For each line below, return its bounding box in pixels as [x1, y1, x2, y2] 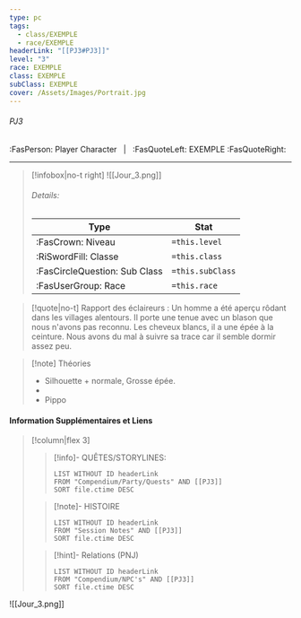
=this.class [171, 251, 222, 261]
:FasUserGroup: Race [35, 279, 126, 292]
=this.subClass [171, 265, 236, 276]
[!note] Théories [30, 358, 91, 369]
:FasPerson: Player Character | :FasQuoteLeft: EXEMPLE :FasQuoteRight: [9, 144, 287, 154]
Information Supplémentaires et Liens [9, 414, 153, 426]
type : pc [9, 13, 42, 22]
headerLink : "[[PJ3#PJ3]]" [9, 47, 110, 56]
